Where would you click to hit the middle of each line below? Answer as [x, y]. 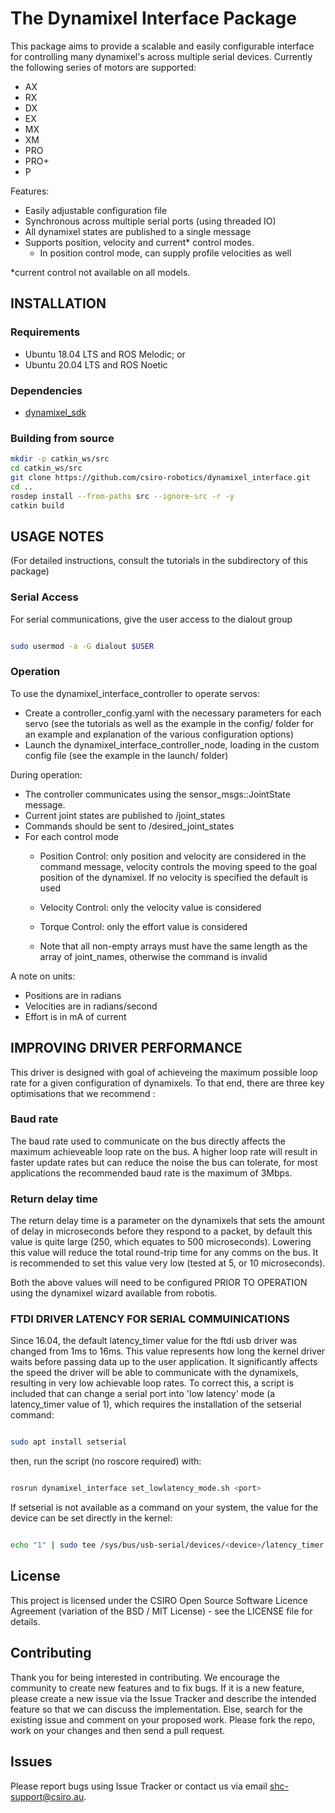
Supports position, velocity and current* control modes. [139, 242]
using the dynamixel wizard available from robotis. [114, 1293]
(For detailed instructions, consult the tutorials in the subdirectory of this [159, 561]
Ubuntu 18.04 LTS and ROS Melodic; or [105, 354]
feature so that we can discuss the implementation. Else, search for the [156, 1709]
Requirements [45, 332]
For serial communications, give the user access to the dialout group [151, 619]
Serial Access [44, 597]
